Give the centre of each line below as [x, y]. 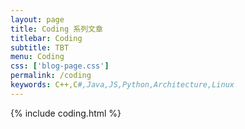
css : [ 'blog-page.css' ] [60, 66]
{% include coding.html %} [66, 113]
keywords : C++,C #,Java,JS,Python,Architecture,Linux [122, 85]
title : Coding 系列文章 [56, 29]
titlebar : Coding [46, 38]
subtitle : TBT [40, 47]
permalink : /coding [51, 76]
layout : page [37, 19]
